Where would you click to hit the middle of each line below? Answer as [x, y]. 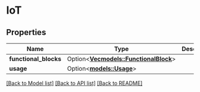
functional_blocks [35, 59]
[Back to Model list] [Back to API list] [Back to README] [74, 83]
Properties [26, 32]
